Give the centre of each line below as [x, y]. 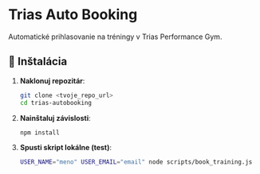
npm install [39, 133]
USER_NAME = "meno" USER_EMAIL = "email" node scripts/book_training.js [136, 162]
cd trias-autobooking [55, 102]
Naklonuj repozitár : [52, 80]
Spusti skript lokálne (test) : [66, 148]
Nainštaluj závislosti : [55, 118]
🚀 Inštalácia [38, 62]
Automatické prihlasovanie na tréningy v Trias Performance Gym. [115, 37]
